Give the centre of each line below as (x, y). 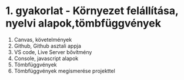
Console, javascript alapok (46, 58)
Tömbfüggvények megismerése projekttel (64, 71)
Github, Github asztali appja (48, 46)
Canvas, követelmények (43, 39)
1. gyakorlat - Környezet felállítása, (92, 11)
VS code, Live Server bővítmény (53, 52)
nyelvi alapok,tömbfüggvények (83, 23)
